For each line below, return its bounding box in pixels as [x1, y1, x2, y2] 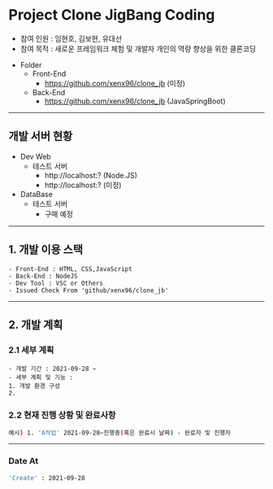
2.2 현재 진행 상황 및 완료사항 [8, 409, 116, 421]
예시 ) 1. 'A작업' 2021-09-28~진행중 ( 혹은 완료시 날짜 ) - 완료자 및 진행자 [8, 429, 232, 437]
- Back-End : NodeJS [8, 272, 79, 280]
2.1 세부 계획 [8, 344, 54, 356]
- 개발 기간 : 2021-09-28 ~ [8, 365, 97, 373]
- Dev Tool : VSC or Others [8, 279, 104, 287]
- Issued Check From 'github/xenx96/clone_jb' [8, 286, 169, 295]
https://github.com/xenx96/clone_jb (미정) [44, 78, 185, 88]
